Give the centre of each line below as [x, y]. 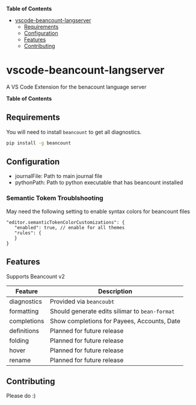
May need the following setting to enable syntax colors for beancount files [98, 211]
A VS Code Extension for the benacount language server [76, 87]
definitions [24, 330]
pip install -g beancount [38, 143]
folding [19, 341]
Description [115, 291]
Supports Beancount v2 [35, 276]
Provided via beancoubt [82, 301]
